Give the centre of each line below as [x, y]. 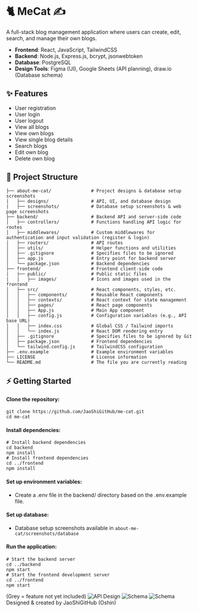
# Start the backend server [41, 559]
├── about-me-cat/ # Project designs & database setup [94, 191]
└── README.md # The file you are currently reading [96, 362]
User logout [29, 121]
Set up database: [28, 515]
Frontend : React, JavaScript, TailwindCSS [66, 50]
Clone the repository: [33, 399]
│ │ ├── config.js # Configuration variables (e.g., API [96, 315]
